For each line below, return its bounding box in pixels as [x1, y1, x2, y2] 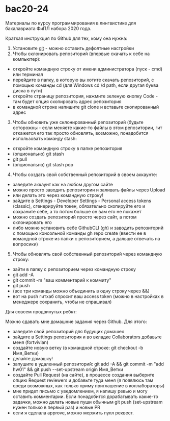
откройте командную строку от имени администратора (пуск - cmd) [12, 66, 163, 72]
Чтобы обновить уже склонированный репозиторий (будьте [12, 119, 144, 125]
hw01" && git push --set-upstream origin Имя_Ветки [12, 366, 124, 373]
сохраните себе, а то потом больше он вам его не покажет [12, 208, 141, 214]
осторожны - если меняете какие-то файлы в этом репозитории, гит [12, 125, 163, 131]
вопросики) [12, 241, 38, 247]
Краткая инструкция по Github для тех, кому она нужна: [5, 35, 128, 41]
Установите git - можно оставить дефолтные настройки [12, 45, 134, 51]
